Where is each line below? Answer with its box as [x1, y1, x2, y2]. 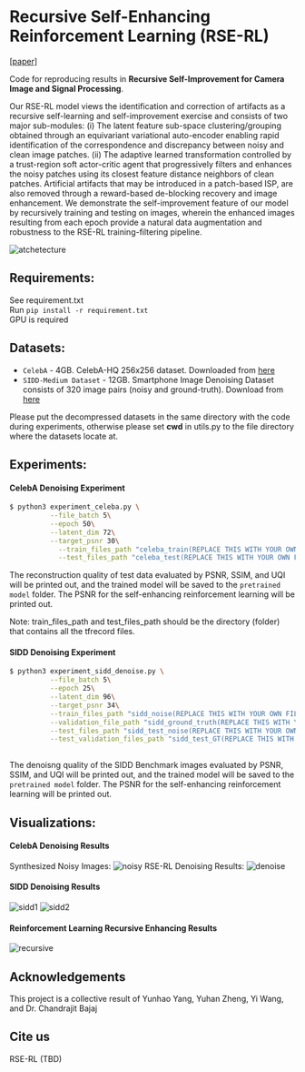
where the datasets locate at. [9, 430, 119, 441]
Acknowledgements [9, 969, 126, 985]
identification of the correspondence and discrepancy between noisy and [9, 139, 284, 150]
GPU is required [9, 314, 69, 325]
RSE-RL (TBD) [9, 1053, 63, 1064]
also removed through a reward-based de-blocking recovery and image [9, 187, 278, 198]
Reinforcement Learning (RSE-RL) [9, 25, 270, 46]
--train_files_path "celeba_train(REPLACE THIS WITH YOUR [57, 544, 282, 554]
